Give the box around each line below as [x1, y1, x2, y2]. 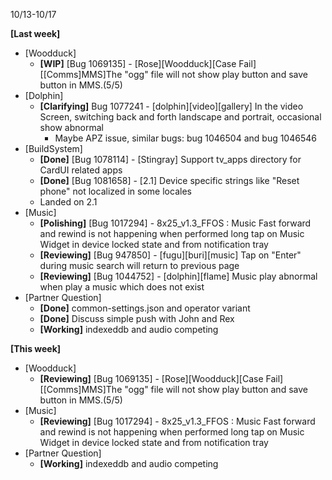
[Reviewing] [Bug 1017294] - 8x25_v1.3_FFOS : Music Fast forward [39, 415, 316, 427]
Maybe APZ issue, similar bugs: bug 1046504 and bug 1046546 [54, 132, 317, 144]
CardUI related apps [39, 164, 123, 176]
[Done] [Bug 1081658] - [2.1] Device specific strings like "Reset [39, 175, 300, 186]
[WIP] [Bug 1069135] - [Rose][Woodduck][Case [39, 58, 237, 69]
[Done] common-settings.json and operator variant [39, 302, 251, 314]
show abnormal [39, 122, 104, 133]
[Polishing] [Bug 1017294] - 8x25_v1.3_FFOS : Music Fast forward [39, 217, 312, 229]
